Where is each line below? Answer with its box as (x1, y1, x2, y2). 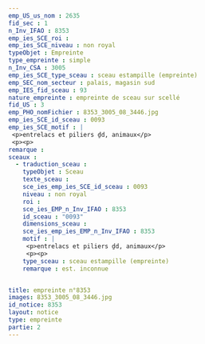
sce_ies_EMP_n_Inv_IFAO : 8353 (22, 205, 127, 213)
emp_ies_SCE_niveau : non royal (8, 42, 116, 50)
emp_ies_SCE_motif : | (8, 123, 84, 131)
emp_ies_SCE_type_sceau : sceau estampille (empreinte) (8, 71, 198, 79)
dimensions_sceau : (22, 220, 88, 228)
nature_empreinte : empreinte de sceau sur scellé (8, 94, 180, 102)
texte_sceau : (22, 175, 69, 184)
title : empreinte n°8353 (8, 286, 91, 294)
